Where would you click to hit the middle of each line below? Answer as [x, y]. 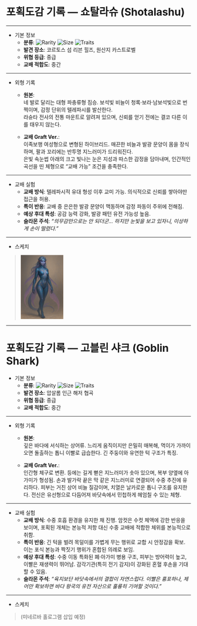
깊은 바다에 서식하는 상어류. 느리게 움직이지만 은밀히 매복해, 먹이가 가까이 [107, 445]
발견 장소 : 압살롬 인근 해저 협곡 [58, 393]
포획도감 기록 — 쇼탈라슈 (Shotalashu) [96, 12]
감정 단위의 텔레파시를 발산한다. [77, 109]
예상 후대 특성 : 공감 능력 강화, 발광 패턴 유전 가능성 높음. [87, 214]
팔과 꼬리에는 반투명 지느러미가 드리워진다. [84, 151]
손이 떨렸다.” [44, 228]
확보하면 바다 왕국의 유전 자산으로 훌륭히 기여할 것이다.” [98, 587]
